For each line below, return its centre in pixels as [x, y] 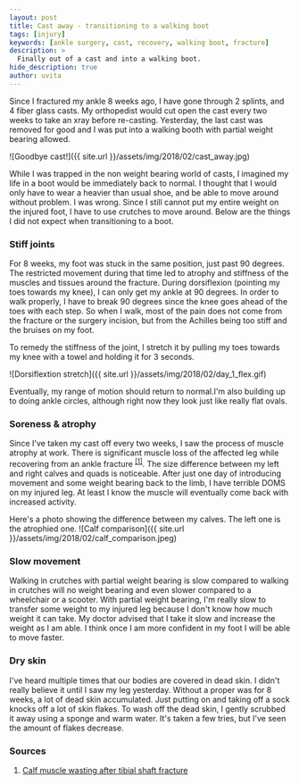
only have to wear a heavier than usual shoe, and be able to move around [144, 192]
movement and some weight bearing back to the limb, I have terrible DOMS [147, 483]
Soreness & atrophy [53, 423]
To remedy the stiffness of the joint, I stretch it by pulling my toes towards [145, 347]
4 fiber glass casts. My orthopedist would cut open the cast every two [138, 110]
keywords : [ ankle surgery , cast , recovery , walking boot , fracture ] [139, 42]
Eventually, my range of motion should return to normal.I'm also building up [147, 392]
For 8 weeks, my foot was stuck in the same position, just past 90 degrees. [147, 263]
